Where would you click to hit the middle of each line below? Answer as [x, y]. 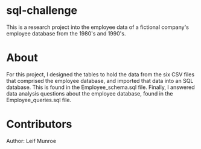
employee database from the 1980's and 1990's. [66, 33]
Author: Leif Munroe [31, 141]
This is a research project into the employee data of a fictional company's [97, 27]
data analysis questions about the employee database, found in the [90, 93]
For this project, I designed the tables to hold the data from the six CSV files [101, 74]
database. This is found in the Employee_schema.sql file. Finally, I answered [101, 87]
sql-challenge [42, 11]
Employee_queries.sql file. [39, 100]
